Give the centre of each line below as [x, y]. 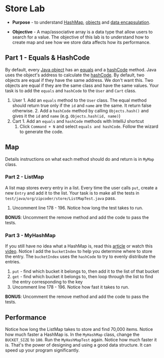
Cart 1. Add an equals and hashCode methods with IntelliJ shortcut [78, 121]
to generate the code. [41, 132]
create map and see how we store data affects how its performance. [81, 42]
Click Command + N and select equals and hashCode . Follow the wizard [89, 126]
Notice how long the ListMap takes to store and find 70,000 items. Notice [79, 329]
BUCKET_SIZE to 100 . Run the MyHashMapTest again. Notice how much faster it [81, 340]
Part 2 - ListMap [25, 177]
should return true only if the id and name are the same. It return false [82, 105]
